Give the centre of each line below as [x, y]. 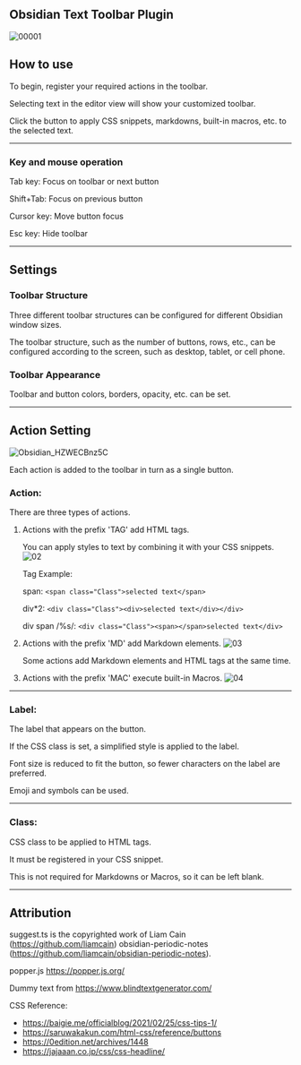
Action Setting [50, 430]
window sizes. [36, 324]
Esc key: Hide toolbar [48, 233]
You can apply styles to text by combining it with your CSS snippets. [148, 547]
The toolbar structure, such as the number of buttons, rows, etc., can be [142, 342]
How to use [41, 65]
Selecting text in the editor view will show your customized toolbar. [133, 103]
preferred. [28, 773]
